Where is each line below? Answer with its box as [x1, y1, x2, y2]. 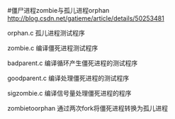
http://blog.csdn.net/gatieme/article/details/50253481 [7, 14, 164, 23]
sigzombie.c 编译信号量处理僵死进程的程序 [7, 89, 132, 97]
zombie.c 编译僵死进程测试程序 [7, 44, 98, 52]
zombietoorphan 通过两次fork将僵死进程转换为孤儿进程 [7, 104, 169, 112]
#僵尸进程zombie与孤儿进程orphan [7, 6, 110, 14]
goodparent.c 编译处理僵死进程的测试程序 [7, 74, 130, 82]
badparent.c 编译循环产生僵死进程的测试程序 [7, 59, 138, 67]
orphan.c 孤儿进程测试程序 [7, 29, 85, 37]
